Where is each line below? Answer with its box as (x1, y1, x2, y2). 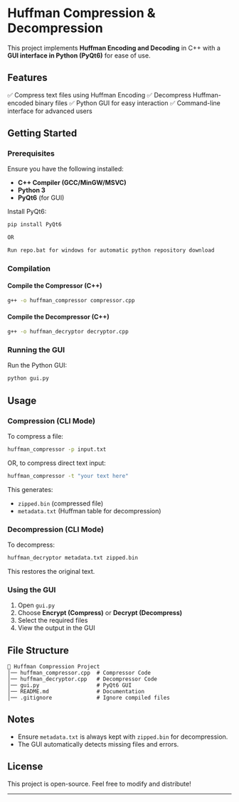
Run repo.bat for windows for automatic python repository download (7, 247, 215, 254)
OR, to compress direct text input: (7, 459, 107, 467)
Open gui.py (17, 601, 55, 609)
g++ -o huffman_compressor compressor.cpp (7, 297, 135, 304)
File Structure (7, 644, 69, 656)
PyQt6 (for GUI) (17, 193, 65, 202)
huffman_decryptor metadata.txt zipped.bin (7, 555, 139, 562)
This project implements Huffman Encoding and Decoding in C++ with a (7, 43, 221, 52)
